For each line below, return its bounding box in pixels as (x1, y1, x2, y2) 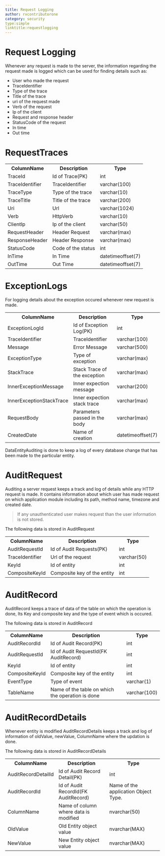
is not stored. (17, 516, 44, 522)
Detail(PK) (58, 774, 82, 781)
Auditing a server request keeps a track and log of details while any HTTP (5, 486, 154, 492)
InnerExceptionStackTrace (7, 397, 69, 404)
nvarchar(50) (109, 808, 140, 815)
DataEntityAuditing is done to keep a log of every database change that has (5, 447, 158, 453)
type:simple (5, 21, 29, 26)
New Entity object (58, 836, 100, 843)
